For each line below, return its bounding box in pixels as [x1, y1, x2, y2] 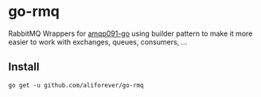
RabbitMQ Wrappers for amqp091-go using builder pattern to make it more [8, 29, 253, 38]
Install [8, 60, 40, 74]
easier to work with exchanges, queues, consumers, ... [8, 37, 188, 46]
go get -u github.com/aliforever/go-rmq [8, 81, 145, 89]
